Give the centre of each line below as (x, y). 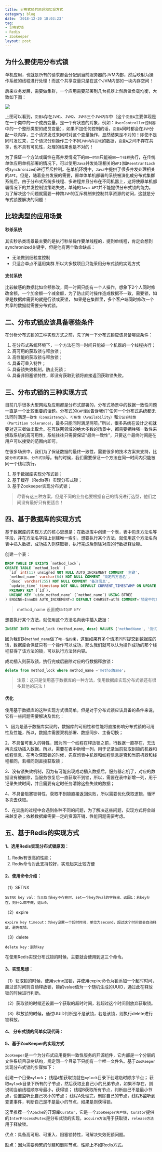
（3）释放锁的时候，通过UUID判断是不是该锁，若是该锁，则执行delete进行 (79, 1013)
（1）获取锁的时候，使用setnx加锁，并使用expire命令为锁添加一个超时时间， (81, 981)
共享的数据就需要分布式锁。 (33, 306)
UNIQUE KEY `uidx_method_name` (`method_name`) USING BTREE (71, 595)
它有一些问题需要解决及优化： (34, 716)
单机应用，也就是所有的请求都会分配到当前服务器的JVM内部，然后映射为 (77, 74)
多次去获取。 (18, 800)
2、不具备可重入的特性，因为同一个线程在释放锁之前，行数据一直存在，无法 (80, 743)
